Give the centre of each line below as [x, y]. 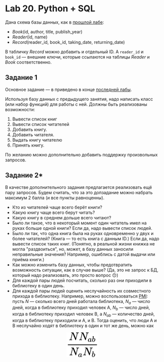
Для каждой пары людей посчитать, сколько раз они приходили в [82, 280]
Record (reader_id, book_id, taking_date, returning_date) [68, 42]
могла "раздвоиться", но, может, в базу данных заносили [73, 249]
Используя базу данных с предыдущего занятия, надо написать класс [79, 99]
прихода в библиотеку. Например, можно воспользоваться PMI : [80, 296]
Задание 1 [21, 77]
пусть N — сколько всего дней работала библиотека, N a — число [81, 302]
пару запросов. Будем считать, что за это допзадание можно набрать [79, 192]
